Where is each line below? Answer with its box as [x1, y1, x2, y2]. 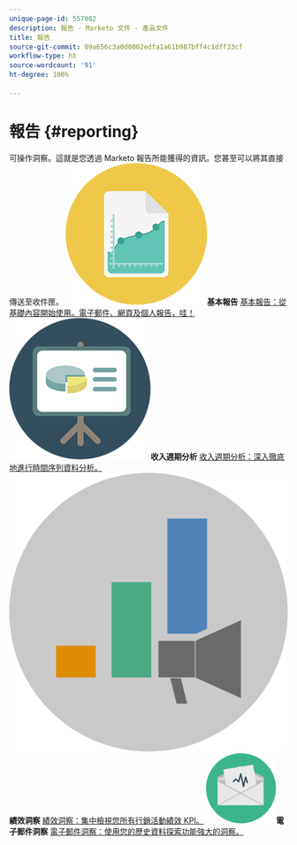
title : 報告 [9, 33, 50, 42]
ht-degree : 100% [9, 71, 69, 80]
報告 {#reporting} [9, 121, 140, 142]
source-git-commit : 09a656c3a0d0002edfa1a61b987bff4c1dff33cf [9, 42, 243, 51]
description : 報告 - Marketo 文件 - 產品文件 [9, 23, 170, 33]
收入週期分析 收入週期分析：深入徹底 [150, 451, 285, 462]
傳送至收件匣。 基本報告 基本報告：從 [9, 296, 287, 307]
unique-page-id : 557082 [9, 14, 97, 23]
